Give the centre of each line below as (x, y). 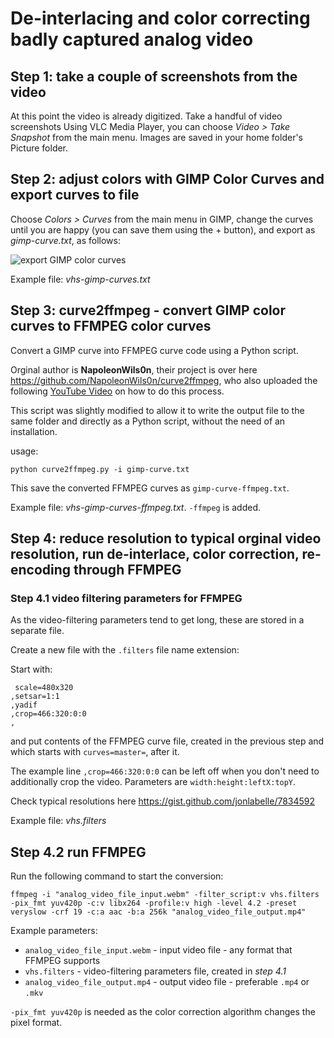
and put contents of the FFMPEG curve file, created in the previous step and (167, 741)
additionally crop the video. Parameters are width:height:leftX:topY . (153, 782)
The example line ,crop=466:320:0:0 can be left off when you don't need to (165, 771)
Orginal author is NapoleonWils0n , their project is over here (134, 369)
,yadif (24, 705)
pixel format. (36, 1023)
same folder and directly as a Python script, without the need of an (148, 421)
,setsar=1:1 (35, 697)
